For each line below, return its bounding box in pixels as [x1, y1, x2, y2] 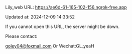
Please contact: [5, 33, 38, 39]
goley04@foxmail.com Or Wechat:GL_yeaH [5, 43, 94, 49]
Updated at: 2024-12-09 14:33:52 [5, 14, 75, 19]
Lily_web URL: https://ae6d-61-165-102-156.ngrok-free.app [5, 4, 127, 10]
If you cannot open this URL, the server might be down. [5, 23, 119, 29]
